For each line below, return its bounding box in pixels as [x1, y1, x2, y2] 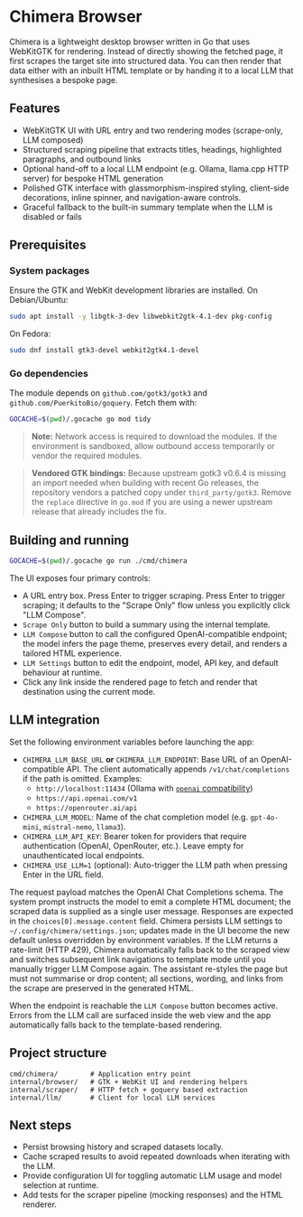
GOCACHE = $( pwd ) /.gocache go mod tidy [9, 415, 151, 424]
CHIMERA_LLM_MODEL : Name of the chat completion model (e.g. [22, 811, 249, 822]
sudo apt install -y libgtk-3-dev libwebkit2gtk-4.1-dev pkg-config [9, 312, 272, 322]
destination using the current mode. [22, 687, 156, 697]
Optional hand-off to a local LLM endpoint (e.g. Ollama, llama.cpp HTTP [22, 163, 289, 173]
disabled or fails [22, 211, 83, 222]
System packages [9, 265, 90, 277]
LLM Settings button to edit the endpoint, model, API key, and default [22, 658, 279, 669]
